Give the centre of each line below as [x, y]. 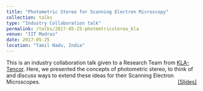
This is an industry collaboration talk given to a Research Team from [91, 62]
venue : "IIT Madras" [32, 34]
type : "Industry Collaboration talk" [54, 23]
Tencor [15, 69]
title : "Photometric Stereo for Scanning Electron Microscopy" [88, 12]
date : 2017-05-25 [28, 40]
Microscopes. [23, 81]
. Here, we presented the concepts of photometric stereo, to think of [108, 69]
